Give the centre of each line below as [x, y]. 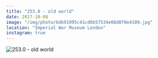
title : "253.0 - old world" [40, 11]
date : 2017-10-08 [27, 17]
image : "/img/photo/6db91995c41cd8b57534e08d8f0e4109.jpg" [80, 22]
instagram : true [26, 33]
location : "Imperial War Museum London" [56, 28]
